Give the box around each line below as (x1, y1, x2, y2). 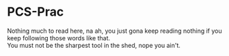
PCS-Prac (7, 4, 64, 20)
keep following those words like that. (7, 33, 111, 42)
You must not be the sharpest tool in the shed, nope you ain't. (7, 41, 181, 49)
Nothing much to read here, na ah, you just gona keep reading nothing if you (7, 27, 222, 35)
